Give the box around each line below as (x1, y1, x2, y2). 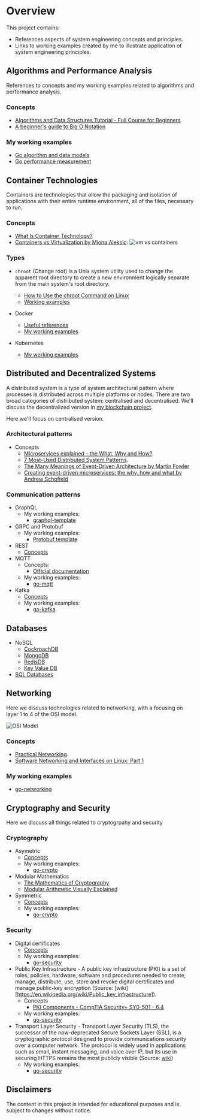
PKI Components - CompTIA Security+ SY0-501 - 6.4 (32, 1003, 164, 1010)
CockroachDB (23, 645, 59, 653)
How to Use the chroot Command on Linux (23, 292, 129, 299)
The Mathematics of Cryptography (23, 879, 110, 886)
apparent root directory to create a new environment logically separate (14, 274, 190, 281)
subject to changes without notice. (6, 1107, 92, 1114)
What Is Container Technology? (14, 233, 93, 240)
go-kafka (32, 606, 56, 613)
